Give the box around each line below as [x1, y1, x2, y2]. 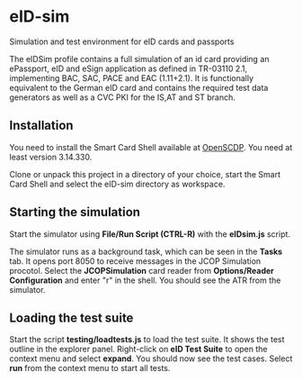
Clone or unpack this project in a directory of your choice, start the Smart [9, 168, 281, 179]
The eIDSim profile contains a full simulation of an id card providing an [9, 53, 270, 64]
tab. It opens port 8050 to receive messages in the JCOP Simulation [9, 255, 262, 267]
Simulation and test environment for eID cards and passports [9, 36, 235, 47]
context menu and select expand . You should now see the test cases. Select [9, 353, 293, 364]
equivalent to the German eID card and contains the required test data [9, 82, 269, 93]
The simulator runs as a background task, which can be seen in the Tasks [9, 246, 283, 257]
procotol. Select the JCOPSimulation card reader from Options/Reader [9, 265, 274, 276]
